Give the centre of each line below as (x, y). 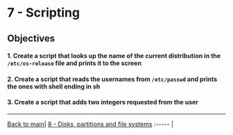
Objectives (31, 38)
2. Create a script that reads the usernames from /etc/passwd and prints (112, 79)
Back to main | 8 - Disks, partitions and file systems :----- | (90, 124)
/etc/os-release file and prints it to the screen (75, 63)
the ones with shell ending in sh (54, 86)
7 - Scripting (44, 13)
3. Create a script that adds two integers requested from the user (103, 102)
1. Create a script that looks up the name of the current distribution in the (114, 56)
